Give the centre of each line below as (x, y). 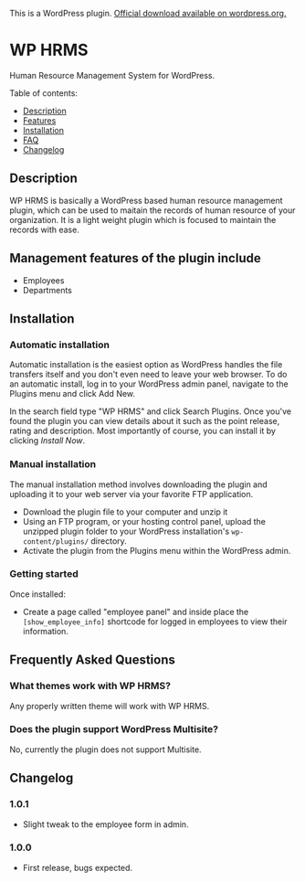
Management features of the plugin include (136, 258)
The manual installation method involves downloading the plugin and (138, 484)
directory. (109, 541)
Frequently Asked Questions (93, 660)
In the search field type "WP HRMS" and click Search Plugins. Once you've (151, 411)
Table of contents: (43, 93)
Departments (47, 290)
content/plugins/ (56, 542)
